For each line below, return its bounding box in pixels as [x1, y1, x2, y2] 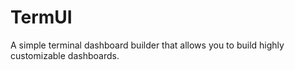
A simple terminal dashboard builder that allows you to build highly [10, 39, 285, 51]
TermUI [10, 6, 73, 29]
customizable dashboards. [10, 49, 120, 61]
